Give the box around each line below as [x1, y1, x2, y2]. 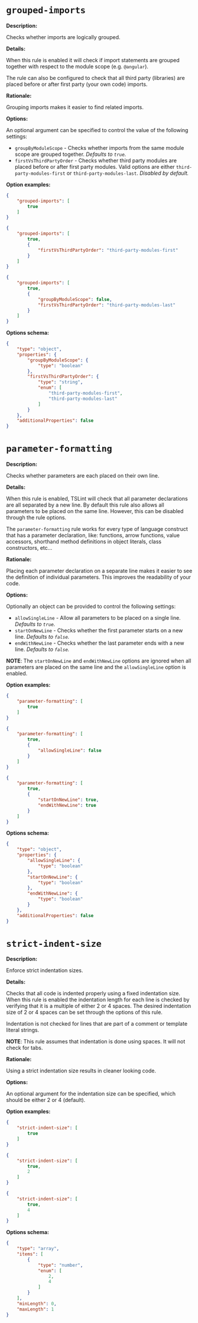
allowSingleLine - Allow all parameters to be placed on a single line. [14, 614, 181, 622]
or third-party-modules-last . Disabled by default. [66, 169, 189, 177]
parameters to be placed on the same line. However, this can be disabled [6, 508, 184, 515]
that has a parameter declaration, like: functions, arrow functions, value [6, 532, 180, 539]
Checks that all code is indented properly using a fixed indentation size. [6, 990, 181, 997]
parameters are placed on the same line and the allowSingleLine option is [6, 664, 186, 671]
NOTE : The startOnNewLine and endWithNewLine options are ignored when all [6, 657, 191, 665]
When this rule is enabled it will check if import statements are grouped [6, 56, 180, 63]
